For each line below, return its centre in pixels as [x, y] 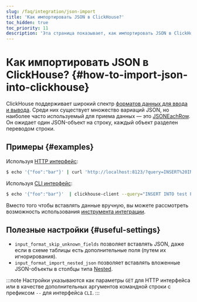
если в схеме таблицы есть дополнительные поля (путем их [90, 250]
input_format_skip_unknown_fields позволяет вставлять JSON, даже [99, 244]
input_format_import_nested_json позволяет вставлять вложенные [97, 263]
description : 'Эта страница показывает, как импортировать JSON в [89, 33]
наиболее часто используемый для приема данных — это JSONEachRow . [98, 116]
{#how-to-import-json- [130, 75]
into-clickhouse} [48, 87]
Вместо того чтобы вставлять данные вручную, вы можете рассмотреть [97, 205]
